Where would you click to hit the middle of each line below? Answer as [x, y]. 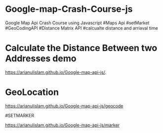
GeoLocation [32, 92]
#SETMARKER [20, 115]
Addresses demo [41, 59]
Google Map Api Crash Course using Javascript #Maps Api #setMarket [77, 23]
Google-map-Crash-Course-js [69, 9]
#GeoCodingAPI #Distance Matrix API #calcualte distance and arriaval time [81, 28]
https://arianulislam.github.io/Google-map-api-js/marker [62, 125]
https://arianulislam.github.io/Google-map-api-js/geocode [64, 106]
